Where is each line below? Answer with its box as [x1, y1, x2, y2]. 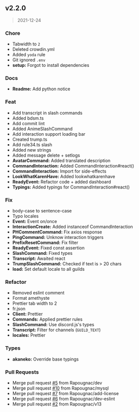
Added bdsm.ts [12, 115, 44, 121]
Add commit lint [12, 120, 45, 126]
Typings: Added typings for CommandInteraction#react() [12, 184, 130, 190]
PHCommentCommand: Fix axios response [12, 229, 103, 235]
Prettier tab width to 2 [12, 300, 57, 306]
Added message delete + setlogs [12, 152, 80, 158]
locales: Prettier [12, 332, 46, 338]
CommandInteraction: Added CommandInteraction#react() [12, 163, 135, 169]
